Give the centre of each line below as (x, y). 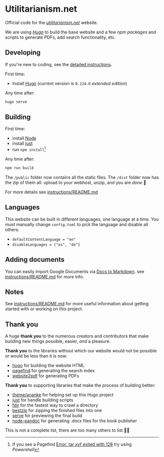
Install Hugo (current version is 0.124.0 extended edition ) (70, 83)
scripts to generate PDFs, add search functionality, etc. (61, 37)
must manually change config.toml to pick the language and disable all (77, 224)
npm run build (20, 168)
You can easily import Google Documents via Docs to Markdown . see (75, 271)
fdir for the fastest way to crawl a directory (55, 405)
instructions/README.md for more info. (45, 276)
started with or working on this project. (44, 309)
